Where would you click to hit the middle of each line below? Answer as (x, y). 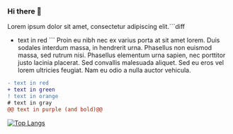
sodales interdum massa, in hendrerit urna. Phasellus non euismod (115, 48)
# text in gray (30, 103)
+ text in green (31, 90)
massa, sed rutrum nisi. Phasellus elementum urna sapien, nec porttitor (121, 55)
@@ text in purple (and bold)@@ (55, 109)
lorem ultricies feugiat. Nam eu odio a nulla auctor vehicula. (104, 71)
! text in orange (33, 97)
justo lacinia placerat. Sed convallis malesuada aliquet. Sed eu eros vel (121, 63)
